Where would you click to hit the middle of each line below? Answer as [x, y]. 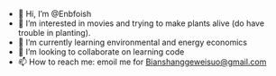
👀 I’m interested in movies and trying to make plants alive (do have [141, 23]
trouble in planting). [54, 33]
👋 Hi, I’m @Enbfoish [55, 14]
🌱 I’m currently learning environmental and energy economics [133, 42]
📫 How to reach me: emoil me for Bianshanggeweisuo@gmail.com [142, 62]
